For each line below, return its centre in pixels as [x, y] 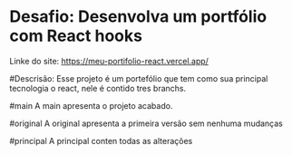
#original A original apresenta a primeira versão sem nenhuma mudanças [146, 123]
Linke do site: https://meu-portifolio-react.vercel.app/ [109, 61]
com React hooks [76, 36]
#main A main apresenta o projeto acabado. [91, 105]
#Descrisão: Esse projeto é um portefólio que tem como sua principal [139, 78]
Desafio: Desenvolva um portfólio [138, 17]
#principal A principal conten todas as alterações [101, 140]
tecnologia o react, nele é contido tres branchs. [98, 88]
